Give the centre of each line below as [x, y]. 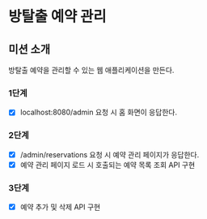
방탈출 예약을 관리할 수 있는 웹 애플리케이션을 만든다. [91, 70]
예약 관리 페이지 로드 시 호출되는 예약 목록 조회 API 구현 [108, 165]
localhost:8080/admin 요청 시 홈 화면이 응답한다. [99, 112]
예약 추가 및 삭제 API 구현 [60, 207]
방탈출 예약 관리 [57, 17]
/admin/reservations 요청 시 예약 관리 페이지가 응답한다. [110, 154]
